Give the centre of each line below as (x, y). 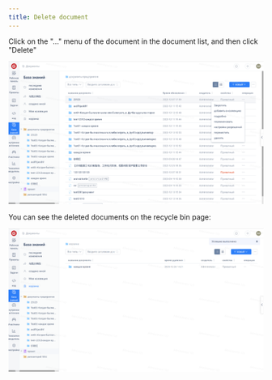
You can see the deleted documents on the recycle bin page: (110, 217)
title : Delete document (49, 17)
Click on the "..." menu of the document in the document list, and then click (133, 41)
